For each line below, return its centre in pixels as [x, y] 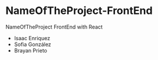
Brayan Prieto [31, 50]
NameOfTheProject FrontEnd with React [54, 27]
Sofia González [32, 44]
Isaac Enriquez [32, 38]
